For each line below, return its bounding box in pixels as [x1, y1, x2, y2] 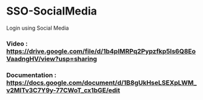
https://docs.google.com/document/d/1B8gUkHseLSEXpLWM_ [6, 78, 197, 87]
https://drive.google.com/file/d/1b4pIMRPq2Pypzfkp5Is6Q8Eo [6, 47, 196, 55]
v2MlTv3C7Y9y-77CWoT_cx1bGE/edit [6, 86, 120, 95]
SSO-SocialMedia [6, 4, 98, 18]
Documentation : [6, 71, 57, 79]
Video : [6, 39, 28, 48]
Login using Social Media [6, 24, 69, 32]
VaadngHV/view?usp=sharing [6, 55, 98, 63]
